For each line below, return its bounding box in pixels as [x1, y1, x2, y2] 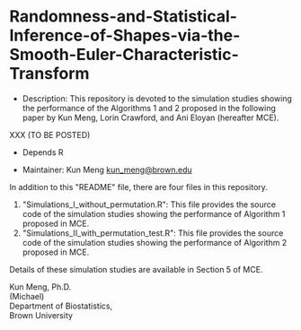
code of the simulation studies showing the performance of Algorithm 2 [22, 237, 288, 247]
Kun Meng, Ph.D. [9, 281, 72, 292]
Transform [9, 64, 90, 84]
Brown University [9, 309, 74, 320]
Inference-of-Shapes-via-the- [9, 25, 241, 46]
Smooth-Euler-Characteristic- [9, 45, 240, 65]
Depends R [22, 146, 64, 158]
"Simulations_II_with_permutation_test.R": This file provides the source [22, 227, 284, 239]
